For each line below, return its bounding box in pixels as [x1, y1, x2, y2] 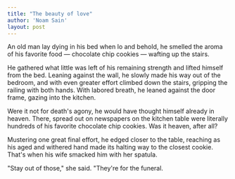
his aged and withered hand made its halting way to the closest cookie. [7, 143, 213, 152]
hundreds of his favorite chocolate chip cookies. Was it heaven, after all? [7, 122, 218, 131]
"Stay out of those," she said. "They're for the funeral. [7, 164, 164, 173]
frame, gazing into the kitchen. [7, 93, 96, 102]
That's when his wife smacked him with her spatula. [7, 150, 158, 159]
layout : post [7, 23, 46, 30]
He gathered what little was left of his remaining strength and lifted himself [7, 64, 224, 72]
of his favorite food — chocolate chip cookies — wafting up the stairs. [7, 50, 210, 58]
